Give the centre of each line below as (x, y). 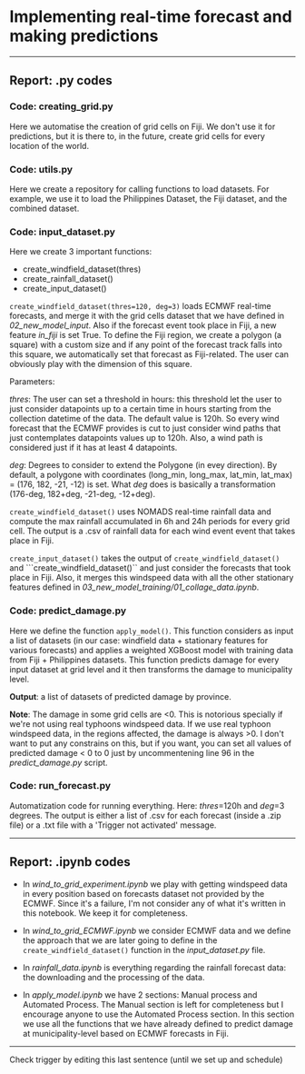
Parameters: (32, 382)
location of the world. (49, 145)
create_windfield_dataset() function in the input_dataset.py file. (144, 950)
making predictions (84, 36)
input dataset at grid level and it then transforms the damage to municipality (151, 669)
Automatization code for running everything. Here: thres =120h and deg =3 (147, 805)
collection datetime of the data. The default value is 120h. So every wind (144, 419)
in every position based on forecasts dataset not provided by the (143, 893)
